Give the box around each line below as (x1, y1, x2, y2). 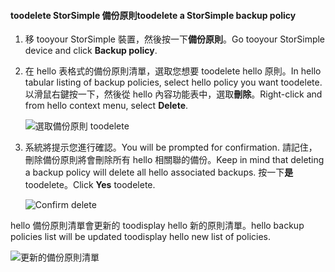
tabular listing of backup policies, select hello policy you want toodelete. (24, 76, 323, 89)
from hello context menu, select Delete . (24, 100, 189, 112)
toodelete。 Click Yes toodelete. (24, 179, 156, 191)
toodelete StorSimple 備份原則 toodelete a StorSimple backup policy (10, 9, 297, 21)
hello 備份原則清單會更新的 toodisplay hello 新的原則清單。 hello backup (10, 220, 305, 232)
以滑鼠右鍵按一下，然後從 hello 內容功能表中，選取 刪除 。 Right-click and (24, 88, 323, 100)
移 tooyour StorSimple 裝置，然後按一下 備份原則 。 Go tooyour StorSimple (24, 33, 326, 45)
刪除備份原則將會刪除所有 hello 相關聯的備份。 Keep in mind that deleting (24, 154, 325, 166)
